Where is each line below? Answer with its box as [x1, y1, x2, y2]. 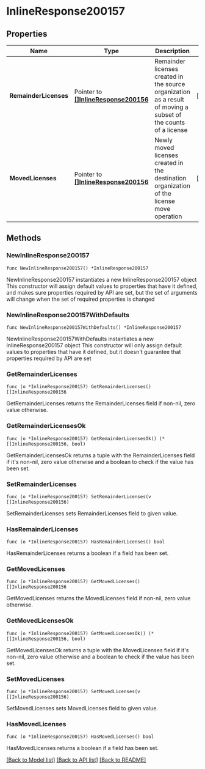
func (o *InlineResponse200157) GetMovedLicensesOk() [6, 630, 146, 636]
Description [155, 47, 190, 55]
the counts [154, 118, 185, 127]
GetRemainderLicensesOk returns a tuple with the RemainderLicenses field [6, 451, 195, 459]
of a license [154, 126, 188, 134]
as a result [154, 95, 184, 103]
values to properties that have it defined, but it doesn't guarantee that [6, 348, 181, 355]
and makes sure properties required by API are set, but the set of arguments [6, 289, 198, 296]
